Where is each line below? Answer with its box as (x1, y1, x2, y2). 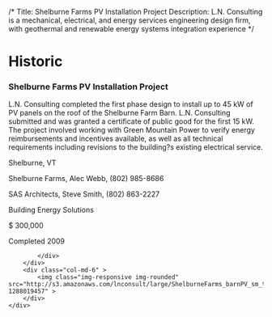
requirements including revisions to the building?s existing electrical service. (8, 142, 263, 152)
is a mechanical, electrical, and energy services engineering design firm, (8, 15, 251, 25)
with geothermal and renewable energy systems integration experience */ (8, 24, 255, 33)
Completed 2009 (8, 236, 66, 246)
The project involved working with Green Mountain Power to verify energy (8, 125, 255, 135)
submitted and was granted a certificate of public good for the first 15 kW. (8, 116, 255, 126)
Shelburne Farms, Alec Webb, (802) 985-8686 (8, 174, 164, 184)
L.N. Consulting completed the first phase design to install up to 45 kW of (8, 99, 253, 109)
